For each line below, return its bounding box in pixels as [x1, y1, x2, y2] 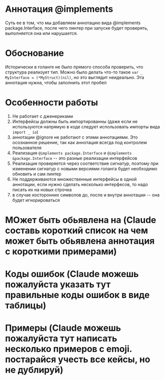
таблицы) [5, 300, 47, 311]
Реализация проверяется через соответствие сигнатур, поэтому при [12, 160, 159, 166]
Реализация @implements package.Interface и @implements [12, 150, 132, 156]
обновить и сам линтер [12, 171, 62, 177]
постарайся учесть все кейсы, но [5, 354, 150, 365]
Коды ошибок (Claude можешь [5, 268, 139, 280]
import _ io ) [12, 129, 38, 135]
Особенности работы [5, 97, 99, 108]
